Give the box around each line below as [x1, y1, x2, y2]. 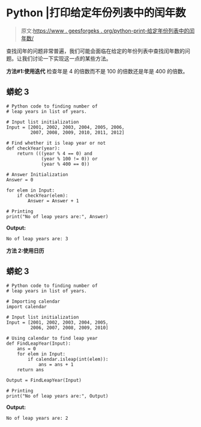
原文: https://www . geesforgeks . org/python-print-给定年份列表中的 [20, 27, 190, 34]
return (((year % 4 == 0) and [17, 150, 93, 157]
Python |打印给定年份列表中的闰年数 [6, 6, 186, 20]
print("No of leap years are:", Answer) [6, 213, 109, 220]
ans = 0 [17, 345, 36, 352]
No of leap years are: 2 [6, 415, 68, 421]
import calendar [6, 303, 47, 310]
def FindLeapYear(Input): [6, 341, 71, 347]
